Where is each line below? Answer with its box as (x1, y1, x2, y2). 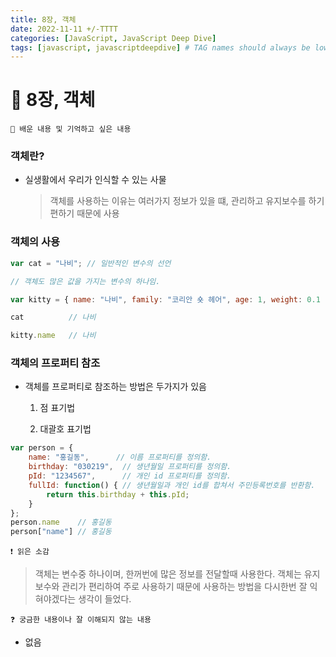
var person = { (10, 443, 74, 453)
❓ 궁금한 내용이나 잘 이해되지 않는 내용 (10, 615, 152, 625)
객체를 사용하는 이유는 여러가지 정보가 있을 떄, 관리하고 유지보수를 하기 (49, 195, 325, 207)
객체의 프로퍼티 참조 (10, 356, 101, 370)
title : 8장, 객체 (10, 14, 77, 25)
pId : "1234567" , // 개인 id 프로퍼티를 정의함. (28, 471, 232, 481)
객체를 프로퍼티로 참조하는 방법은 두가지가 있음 (24, 381, 207, 393)
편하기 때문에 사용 (49, 207, 120, 220)
